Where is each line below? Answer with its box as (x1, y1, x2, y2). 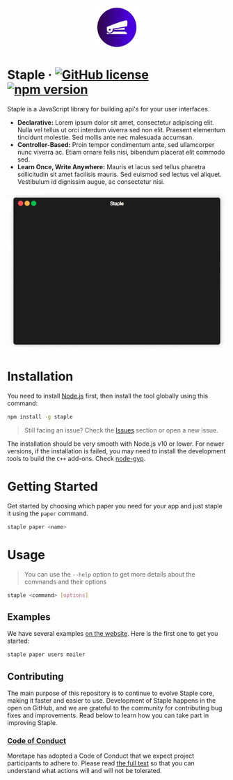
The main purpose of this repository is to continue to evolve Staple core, (7, 689, 214, 697)
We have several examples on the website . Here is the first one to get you (7, 630, 218, 638)
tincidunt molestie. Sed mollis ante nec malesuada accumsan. (17, 133, 195, 141)
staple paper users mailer (7, 651, 86, 658)
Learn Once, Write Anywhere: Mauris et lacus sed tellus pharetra (17, 162, 206, 171)
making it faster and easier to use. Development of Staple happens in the (7, 696, 216, 705)
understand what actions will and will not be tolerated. (7, 767, 162, 775)
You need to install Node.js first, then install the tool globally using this (7, 391, 209, 400)
